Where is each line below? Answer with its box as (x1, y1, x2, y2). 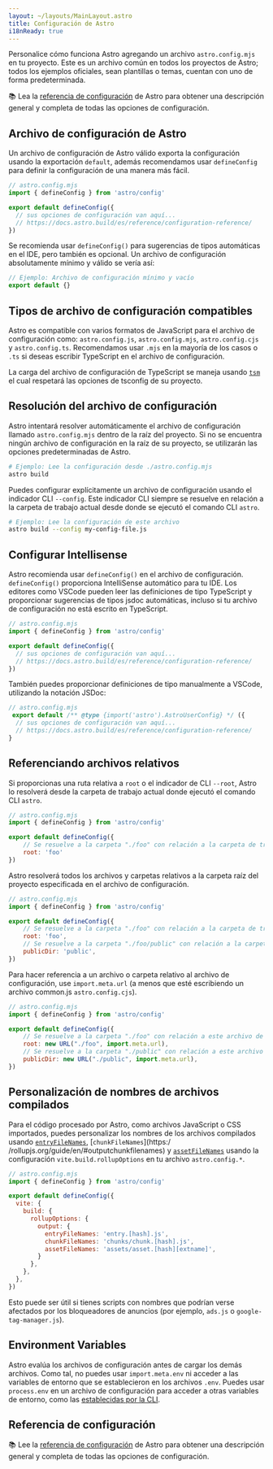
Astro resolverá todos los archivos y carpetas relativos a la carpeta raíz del (8, 871, 258, 880)
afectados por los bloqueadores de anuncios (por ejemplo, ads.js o (8, 1306, 236, 1315)
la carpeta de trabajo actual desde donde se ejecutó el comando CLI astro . (8, 502, 260, 512)
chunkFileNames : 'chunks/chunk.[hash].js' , (44, 1237, 195, 1245)
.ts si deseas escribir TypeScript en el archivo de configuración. (8, 351, 225, 361)
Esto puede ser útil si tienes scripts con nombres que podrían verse (8, 1297, 235, 1307)
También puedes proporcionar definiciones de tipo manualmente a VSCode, (8, 680, 262, 689)
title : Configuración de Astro (8, 20, 115, 28)
